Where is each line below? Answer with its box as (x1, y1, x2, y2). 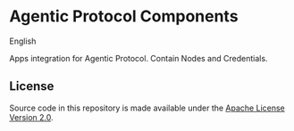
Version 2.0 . (9, 111, 54, 122)
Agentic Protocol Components (9, 6, 239, 27)
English (9, 36, 37, 46)
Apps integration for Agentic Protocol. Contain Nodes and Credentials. (9, 53, 268, 63)
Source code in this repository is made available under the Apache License (9, 102, 286, 113)
